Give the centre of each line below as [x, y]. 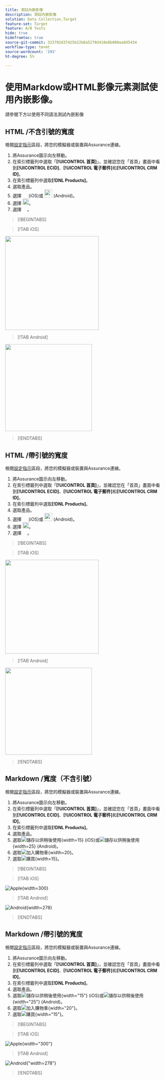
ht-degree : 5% [20, 56]
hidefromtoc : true [24, 38]
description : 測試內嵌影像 [31, 15]
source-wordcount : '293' [31, 52]
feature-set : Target [27, 24]
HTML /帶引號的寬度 [37, 455]
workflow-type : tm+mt [28, 47]
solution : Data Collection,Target [41, 19]
